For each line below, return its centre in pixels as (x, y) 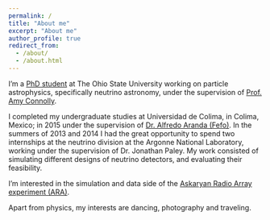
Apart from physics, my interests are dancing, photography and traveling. (130, 207)
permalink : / (30, 16)
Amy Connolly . (33, 101)
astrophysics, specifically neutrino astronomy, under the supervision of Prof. (135, 92)
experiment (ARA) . (39, 192)
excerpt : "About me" (43, 31)
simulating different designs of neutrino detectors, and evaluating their (125, 159)
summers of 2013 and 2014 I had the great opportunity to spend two (122, 133)
